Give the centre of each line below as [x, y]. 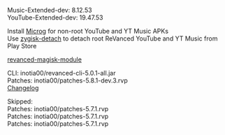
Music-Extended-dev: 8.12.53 [50, 10]
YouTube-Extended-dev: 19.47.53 [55, 17]
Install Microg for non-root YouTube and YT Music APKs [88, 31]
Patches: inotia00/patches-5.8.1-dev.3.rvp [67, 80]
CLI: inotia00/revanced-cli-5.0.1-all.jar [61, 73]
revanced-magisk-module [45, 59]
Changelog [23, 88]
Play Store [22, 46]
